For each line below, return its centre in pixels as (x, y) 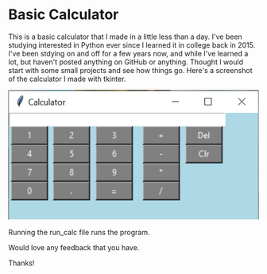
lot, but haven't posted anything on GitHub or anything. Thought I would (126, 62)
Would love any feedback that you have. (74, 248)
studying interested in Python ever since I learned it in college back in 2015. (132, 44)
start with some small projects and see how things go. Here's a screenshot (130, 70)
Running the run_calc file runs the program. (79, 233)
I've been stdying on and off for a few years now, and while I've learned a (128, 53)
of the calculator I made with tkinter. (67, 79)
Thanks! (21, 263)
